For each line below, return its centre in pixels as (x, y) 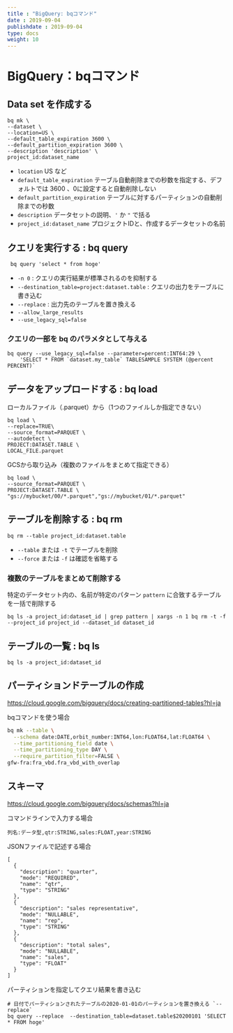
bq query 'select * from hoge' (55, 264)
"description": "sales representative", (79, 908)
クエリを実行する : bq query (68, 247)
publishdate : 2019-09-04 (45, 27)
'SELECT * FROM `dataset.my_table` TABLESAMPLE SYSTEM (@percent (117, 360)
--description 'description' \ (53, 151)
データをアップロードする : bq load (83, 389)
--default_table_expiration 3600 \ (59, 139)
